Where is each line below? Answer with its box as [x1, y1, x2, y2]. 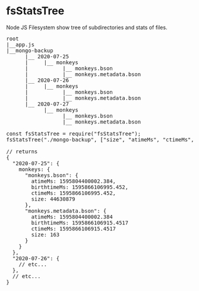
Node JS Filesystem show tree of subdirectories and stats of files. [6, 24, 168, 31]
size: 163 [31, 231, 60, 238]
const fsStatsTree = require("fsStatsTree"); [6, 130, 141, 137]
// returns [6, 148, 38, 155]
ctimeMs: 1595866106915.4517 [31, 225, 116, 232]
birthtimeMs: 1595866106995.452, [31, 184, 129, 191]
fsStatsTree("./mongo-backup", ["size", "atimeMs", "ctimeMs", [6, 136, 194, 143]
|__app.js [6, 41, 34, 48]
